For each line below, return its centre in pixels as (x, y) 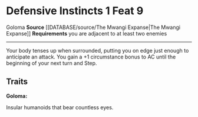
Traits (17, 82)
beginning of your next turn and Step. (52, 63)
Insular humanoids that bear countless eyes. (60, 107)
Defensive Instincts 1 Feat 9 (75, 11)
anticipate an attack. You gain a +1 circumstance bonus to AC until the (91, 57)
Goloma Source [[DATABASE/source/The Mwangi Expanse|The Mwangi (93, 27)
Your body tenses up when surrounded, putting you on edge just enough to (98, 50)
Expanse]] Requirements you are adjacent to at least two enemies (87, 33)
